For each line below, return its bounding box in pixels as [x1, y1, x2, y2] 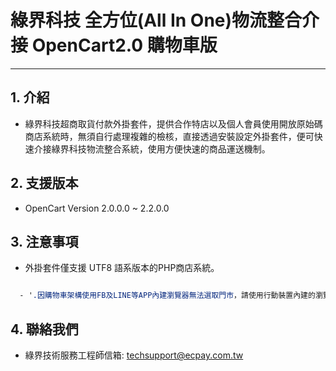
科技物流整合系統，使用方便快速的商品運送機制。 [68, 142, 271, 155]
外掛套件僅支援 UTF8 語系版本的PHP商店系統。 [24, 262, 220, 274]
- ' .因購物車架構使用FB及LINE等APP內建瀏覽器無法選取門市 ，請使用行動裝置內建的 [19, 291, 316, 301]
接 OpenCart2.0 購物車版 [10, 34, 218, 57]
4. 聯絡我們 [10, 321, 79, 338]
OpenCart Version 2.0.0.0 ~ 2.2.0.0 [24, 202, 170, 214]
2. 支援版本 [10, 175, 79, 192]
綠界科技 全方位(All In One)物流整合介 [10, 9, 320, 32]
